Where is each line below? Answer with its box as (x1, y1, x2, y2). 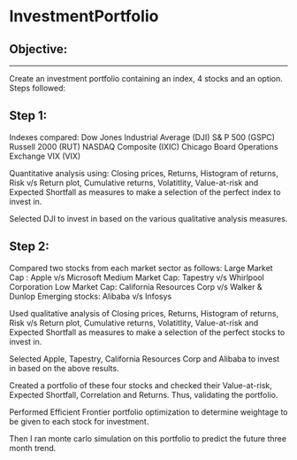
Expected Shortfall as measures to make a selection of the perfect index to (9, 186, 281, 197)
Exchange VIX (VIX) (9, 151, 81, 161)
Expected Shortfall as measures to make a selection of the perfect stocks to (9, 326, 286, 338)
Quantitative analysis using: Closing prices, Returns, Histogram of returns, (9, 168, 278, 178)
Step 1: (9, 108, 48, 123)
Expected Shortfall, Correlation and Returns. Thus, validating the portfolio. (9, 389, 278, 400)
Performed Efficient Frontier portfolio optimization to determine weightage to (9, 406, 288, 417)
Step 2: (9, 239, 50, 254)
